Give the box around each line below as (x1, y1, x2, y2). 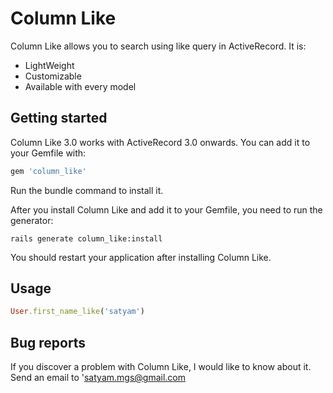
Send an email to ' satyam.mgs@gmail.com (10, 372, 186, 384)
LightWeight (24, 59, 75, 71)
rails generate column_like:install (10, 233, 163, 244)
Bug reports (10, 334, 87, 351)
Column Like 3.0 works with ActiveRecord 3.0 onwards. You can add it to (10, 136, 311, 148)
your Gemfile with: (10, 147, 87, 159)
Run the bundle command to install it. (10, 184, 164, 196)
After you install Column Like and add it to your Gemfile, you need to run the (10, 203, 323, 216)
